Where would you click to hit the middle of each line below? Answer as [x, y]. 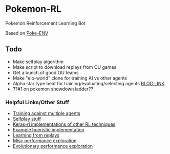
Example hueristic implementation [48, 130]
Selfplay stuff [27, 119]
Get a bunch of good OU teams [46, 72]
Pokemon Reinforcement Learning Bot [46, 23]
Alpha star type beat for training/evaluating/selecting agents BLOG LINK [89, 83]
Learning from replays [36, 135]
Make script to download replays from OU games [65, 67]
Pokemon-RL [33, 9]
